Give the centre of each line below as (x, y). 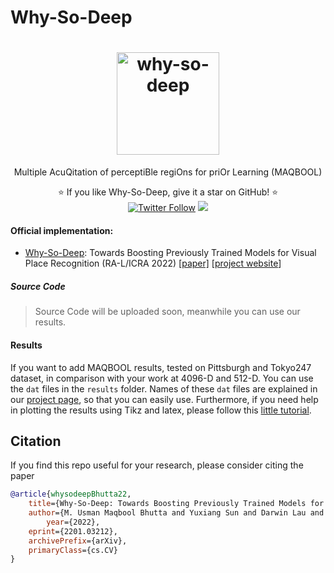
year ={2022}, (73, 522)
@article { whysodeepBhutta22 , (71, 494)
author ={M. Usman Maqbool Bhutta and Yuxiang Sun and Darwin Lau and (176, 513)
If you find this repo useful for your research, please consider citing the (157, 465)
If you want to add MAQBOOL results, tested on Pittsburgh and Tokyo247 (161, 367)
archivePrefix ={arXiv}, (78, 541)
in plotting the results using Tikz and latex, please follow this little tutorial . (161, 410)
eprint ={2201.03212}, (73, 531)
